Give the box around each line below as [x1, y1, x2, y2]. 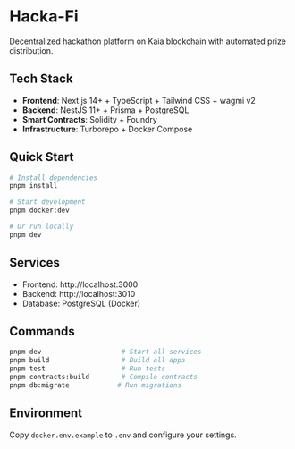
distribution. [9, 45, 54, 55]
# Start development [9, 198, 87, 207]
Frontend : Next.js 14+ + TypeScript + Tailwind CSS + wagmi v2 [21, 95, 257, 106]
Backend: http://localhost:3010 [21, 288, 136, 299]
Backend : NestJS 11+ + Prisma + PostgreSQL [21, 105, 190, 115]
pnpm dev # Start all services [9, 347, 202, 357]
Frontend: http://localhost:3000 [21, 279, 139, 290]
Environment [9, 405, 83, 421]
